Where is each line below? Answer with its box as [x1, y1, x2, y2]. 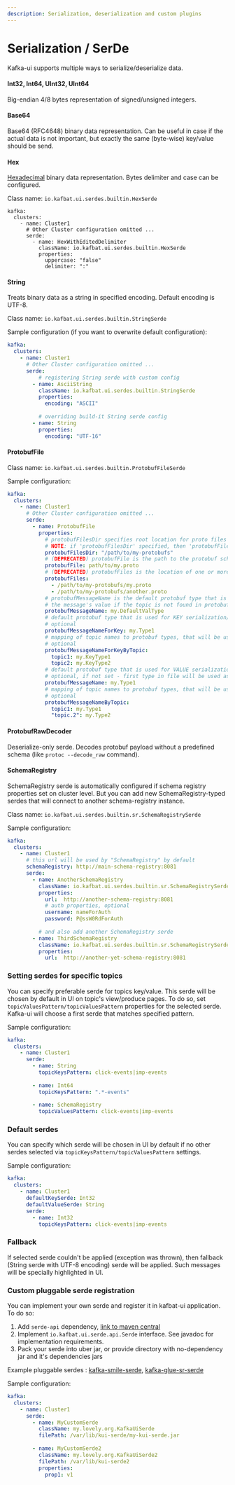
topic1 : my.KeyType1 [51, 653, 111, 661]
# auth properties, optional [44, 902, 130, 909]
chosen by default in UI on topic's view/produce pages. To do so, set [7, 994, 206, 1002]
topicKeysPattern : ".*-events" [38, 1089, 130, 1096]
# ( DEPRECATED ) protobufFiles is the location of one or [44, 569, 215, 576]
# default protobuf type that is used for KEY [44, 614, 183, 621]
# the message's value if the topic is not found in [44, 601, 201, 608]
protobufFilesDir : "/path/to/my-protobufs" [44, 549, 173, 556]
